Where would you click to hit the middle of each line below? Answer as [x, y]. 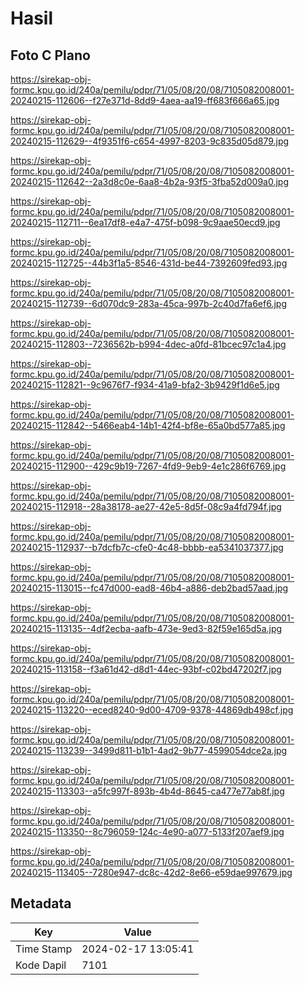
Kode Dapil [41, 965]
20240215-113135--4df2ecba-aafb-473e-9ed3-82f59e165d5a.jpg [146, 628]
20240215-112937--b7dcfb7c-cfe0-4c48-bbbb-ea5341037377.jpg [147, 547]
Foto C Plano [50, 55]
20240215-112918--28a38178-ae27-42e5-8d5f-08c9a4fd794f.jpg [146, 506]
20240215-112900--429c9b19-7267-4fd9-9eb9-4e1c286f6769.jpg [148, 466]
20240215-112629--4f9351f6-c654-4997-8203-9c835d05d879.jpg [150, 141]
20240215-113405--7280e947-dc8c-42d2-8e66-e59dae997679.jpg [151, 872]
